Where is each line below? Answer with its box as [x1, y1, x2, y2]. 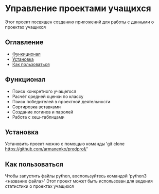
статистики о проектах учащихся [5, 183, 74, 189]
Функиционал [12, 51, 41, 57]
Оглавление [5, 38, 44, 47]
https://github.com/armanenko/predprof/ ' [5, 146, 88, 152]
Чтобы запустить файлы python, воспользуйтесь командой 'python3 [5, 173, 147, 179]
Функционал [5, 76, 46, 84]
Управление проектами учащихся [5, 3, 152, 14]
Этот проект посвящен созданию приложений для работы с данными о [5, 19, 154, 25]
